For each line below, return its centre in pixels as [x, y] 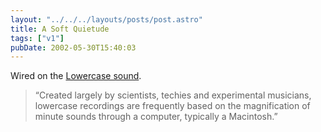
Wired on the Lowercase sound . [76, 76]
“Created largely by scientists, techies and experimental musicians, [173, 95]
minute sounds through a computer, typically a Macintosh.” [156, 117]
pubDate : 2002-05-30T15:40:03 [73, 47]
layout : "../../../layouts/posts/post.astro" [106, 19]
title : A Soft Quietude [60, 29]
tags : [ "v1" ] [37, 38]
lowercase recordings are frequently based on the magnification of [172, 106]
